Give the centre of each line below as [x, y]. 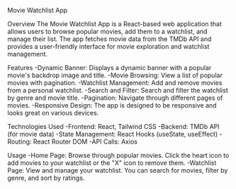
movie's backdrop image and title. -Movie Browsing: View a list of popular [115, 75]
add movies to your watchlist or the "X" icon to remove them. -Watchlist [112, 163]
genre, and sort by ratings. [46, 178]
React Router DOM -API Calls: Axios [85, 142]
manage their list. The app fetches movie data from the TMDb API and [109, 39]
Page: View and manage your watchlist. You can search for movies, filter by [118, 170]
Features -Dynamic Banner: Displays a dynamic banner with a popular [109, 68]
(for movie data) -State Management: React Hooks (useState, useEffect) [113, 134]
